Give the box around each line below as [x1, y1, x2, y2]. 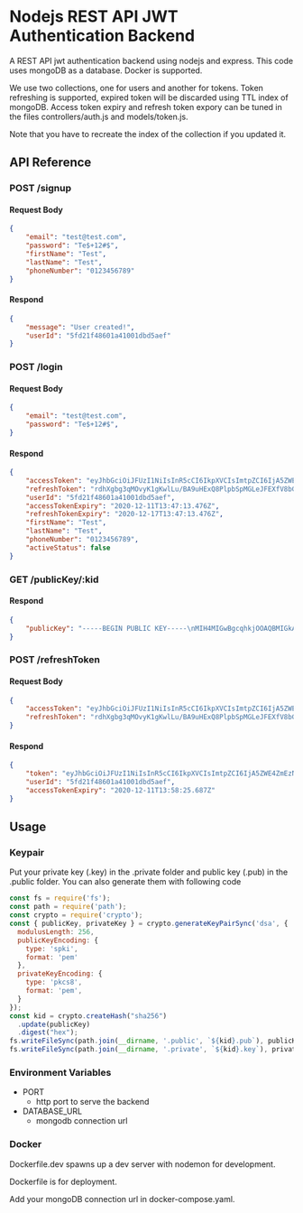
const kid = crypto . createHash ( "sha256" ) [9, 1011, 168, 1021]
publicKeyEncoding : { [17, 936, 99, 945]
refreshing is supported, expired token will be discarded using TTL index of [9, 92, 289, 103]
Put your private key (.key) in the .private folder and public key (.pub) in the [9, 866, 289, 877]
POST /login [9, 361, 63, 374]
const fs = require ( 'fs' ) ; [9, 894, 111, 903]
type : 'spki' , [25, 944, 78, 953]
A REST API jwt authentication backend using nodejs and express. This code [9, 55, 294, 66]
